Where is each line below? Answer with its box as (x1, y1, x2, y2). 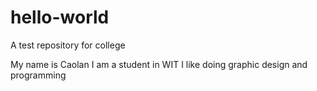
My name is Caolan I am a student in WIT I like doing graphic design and (10, 58, 308, 70)
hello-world (10, 6, 110, 29)
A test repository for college (10, 39, 126, 51)
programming (10, 69, 67, 81)
